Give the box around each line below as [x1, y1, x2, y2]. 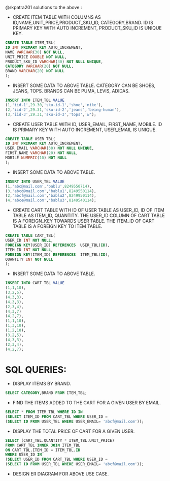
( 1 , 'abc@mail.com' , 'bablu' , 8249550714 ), [5, 184, 92, 189]
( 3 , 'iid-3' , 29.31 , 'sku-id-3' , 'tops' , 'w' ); [5, 112, 96, 117]
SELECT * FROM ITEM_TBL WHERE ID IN [5, 409, 83, 415]
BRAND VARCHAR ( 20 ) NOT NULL [5, 69, 65, 74]
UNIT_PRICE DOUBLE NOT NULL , [5, 54, 67, 59]
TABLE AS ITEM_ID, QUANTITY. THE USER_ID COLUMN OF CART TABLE [12, 213, 165, 219]
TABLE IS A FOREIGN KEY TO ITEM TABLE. [12, 223, 103, 229]
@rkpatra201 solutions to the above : [5, 5, 82, 10]
